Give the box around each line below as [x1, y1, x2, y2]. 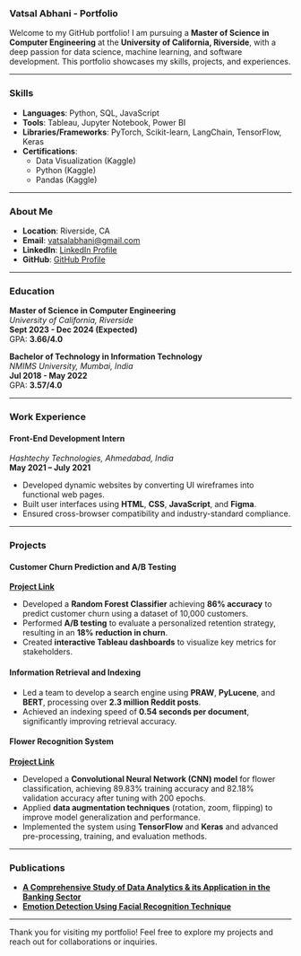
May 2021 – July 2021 [9, 462, 91, 473]
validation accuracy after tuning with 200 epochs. [21, 793, 206, 803]
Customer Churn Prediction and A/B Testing [9, 561, 176, 572]
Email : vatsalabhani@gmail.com [21, 234, 141, 245]
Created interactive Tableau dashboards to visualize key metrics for [21, 636, 277, 648]
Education [9, 285, 56, 297]
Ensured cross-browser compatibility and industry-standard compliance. [21, 508, 291, 519]
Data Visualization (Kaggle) [35, 155, 136, 166]
